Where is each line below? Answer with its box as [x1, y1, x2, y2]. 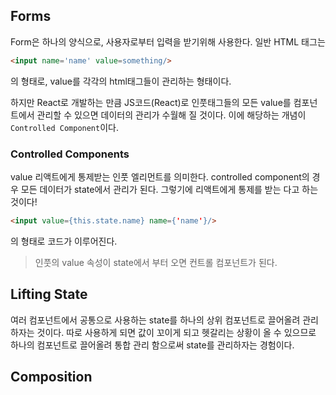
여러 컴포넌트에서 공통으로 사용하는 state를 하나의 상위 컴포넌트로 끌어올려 [10, 314, 301, 326]
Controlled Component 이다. [10, 121, 119, 133]
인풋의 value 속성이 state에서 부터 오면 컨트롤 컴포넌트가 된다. [34, 256, 278, 268]
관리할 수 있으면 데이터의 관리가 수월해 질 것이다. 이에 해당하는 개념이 [36, 109, 307, 121]
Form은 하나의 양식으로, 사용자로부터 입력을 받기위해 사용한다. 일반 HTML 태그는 [10, 35, 326, 48]
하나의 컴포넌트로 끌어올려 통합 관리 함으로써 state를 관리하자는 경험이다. [10, 339, 295, 351]
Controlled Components [10, 147, 130, 161]
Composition [10, 369, 93, 386]
